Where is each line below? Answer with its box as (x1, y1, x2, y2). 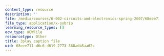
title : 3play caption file (5, 39, 60, 44)
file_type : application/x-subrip (5, 20, 73, 26)
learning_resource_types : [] (5, 25, 64, 30)
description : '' (5, 12, 38, 17)
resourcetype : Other (5, 35, 47, 39)
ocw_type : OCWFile (5, 30, 42, 35)
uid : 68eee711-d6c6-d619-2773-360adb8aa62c (5, 43, 95, 48)
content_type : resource (5, 7, 54, 12)
